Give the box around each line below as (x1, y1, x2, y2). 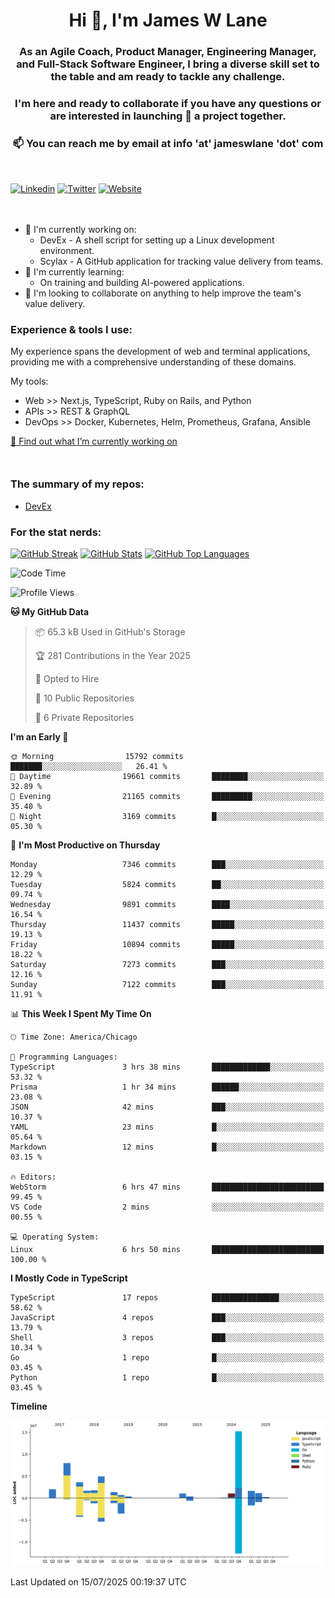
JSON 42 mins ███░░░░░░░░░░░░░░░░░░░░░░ (10, 1102, 325, 1112)
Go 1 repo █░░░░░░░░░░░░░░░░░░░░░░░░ (10, 1352, 325, 1363)
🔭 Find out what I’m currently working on (10, 435, 178, 448)
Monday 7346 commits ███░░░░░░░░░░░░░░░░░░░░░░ (10, 859, 325, 869)
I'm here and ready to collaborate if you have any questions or (14, 97, 322, 111)
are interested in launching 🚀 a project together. (49, 109, 287, 123)
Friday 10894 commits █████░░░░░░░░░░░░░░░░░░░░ (10, 939, 325, 949)
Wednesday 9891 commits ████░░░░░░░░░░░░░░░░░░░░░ (10, 899, 325, 909)
